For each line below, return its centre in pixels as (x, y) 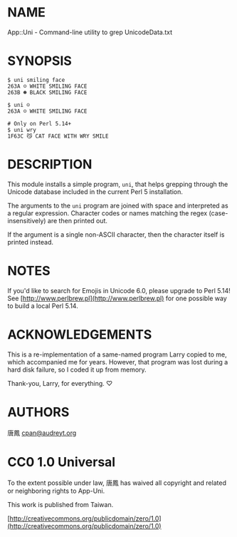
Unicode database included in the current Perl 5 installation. (95, 191)
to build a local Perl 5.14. (43, 306)
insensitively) (27, 220)
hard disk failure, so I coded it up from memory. (77, 369)
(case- (218, 213)
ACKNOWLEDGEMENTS (80, 334)
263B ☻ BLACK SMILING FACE (47, 92)
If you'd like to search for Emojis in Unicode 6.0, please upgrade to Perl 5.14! (119, 290)
